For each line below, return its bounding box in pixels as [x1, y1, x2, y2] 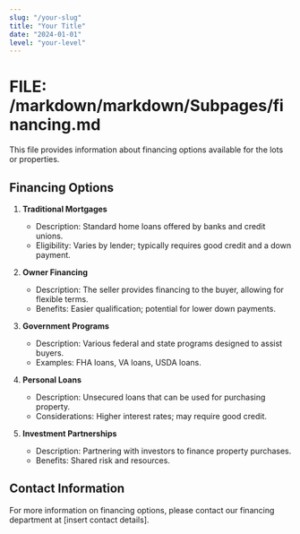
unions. [35, 230, 64, 241]
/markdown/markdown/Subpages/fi [9, 96, 284, 116]
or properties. [9, 154, 60, 165]
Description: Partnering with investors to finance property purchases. [35, 445, 292, 456]
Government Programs [21, 321, 110, 332]
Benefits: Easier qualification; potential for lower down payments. [35, 304, 276, 314]
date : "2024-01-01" [9, 30, 82, 39]
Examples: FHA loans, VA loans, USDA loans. [35, 357, 201, 367]
